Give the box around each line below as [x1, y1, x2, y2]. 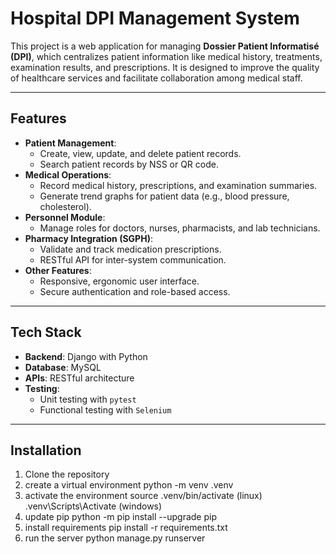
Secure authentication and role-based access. [39, 285, 231, 297]
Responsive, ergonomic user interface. [39, 275, 200, 287]
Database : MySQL [24, 361, 102, 373]
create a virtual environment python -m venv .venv [24, 479, 234, 491]
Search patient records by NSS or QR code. [39, 158, 219, 170]
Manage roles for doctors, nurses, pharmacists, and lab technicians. [39, 222, 321, 234]
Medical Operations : [24, 168, 112, 181]
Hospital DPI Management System [10, 7, 300, 30]
